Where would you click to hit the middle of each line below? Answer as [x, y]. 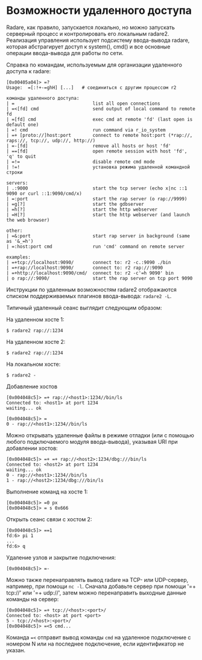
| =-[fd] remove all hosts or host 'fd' [89, 146]
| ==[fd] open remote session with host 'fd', [97, 151]
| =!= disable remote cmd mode [80, 162]
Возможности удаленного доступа [99, 11]
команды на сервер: [33, 599]
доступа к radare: [29, 71]
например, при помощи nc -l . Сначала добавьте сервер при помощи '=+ [101, 586]
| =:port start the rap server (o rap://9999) [97, 199]
